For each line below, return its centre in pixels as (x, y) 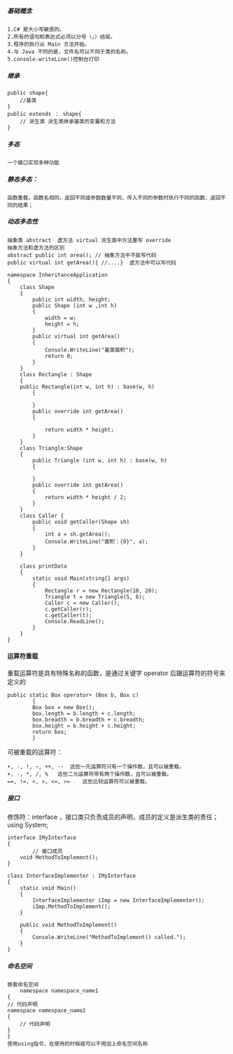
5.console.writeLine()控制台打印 (53, 59)
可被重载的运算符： (35, 752)
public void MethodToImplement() (69, 925)
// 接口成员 (48, 852)
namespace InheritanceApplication (58, 275)
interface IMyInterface (42, 838)
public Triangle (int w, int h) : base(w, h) (100, 460)
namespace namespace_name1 (59, 990)
